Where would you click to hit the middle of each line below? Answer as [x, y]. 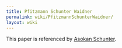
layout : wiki [22, 22]
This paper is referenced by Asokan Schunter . [61, 39]
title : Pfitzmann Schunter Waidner [49, 11]
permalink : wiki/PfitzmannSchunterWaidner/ [60, 17]
